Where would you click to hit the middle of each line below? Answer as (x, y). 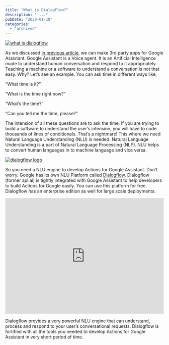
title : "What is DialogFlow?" (37, 10)
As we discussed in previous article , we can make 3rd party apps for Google (84, 53)
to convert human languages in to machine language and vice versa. (76, 150)
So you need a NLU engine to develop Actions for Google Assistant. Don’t (81, 170)
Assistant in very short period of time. (44, 337)
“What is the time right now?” (36, 94)
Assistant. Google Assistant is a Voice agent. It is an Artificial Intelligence (80, 58)
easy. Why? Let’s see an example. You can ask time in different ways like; (81, 74)
